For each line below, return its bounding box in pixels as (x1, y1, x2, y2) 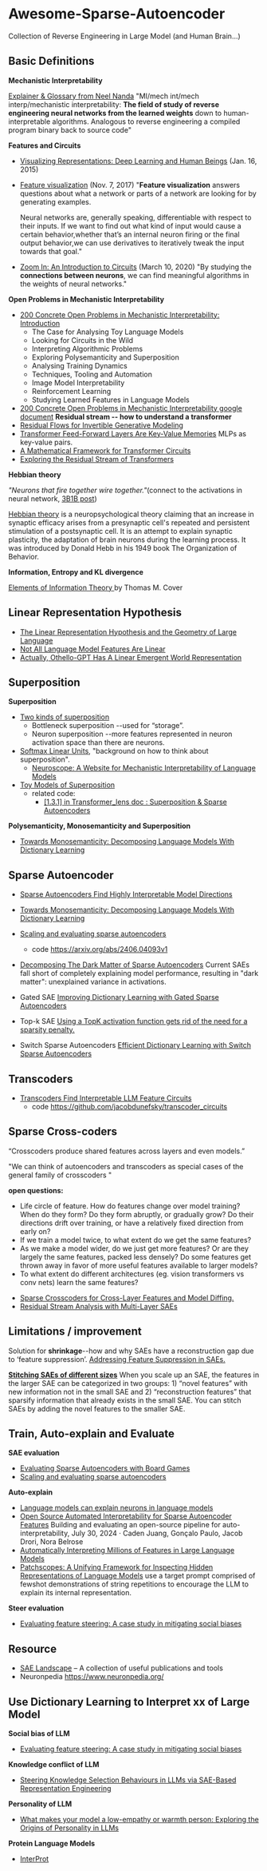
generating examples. (19, 197, 92, 206)
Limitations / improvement (8, 1324, 142, 1339)
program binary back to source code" (8, 125, 132, 134)
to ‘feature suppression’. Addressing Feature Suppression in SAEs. (8, 1354, 226, 1363)
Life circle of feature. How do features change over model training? (19, 1200, 241, 1211)
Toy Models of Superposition (19, 780, 116, 790)
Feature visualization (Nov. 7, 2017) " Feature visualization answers (19, 180, 241, 189)
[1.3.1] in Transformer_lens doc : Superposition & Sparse (43, 797, 227, 807)
